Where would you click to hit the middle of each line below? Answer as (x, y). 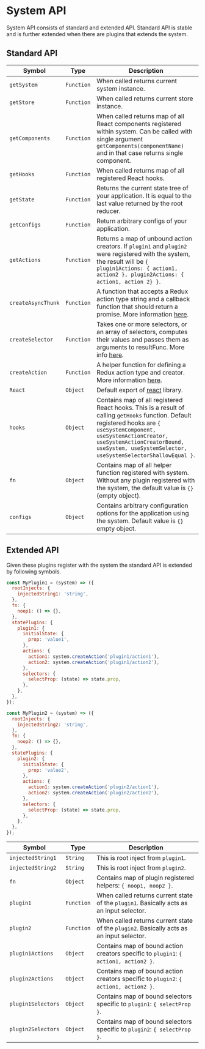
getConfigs (25, 225)
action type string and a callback (143, 299)
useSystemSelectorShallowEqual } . (146, 455)
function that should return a (137, 307)
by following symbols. (34, 571)
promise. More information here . (143, 314)
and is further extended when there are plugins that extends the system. (97, 34)
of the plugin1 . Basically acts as (142, 903)
